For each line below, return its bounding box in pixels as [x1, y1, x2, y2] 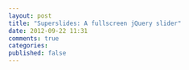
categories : [8, 42, 48, 50]
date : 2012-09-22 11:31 [8, 27, 88, 35]
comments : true [8, 34, 60, 43]
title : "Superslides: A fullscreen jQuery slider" [8, 19, 182, 27]
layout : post [8, 11, 52, 20]
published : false [8, 49, 67, 57]
